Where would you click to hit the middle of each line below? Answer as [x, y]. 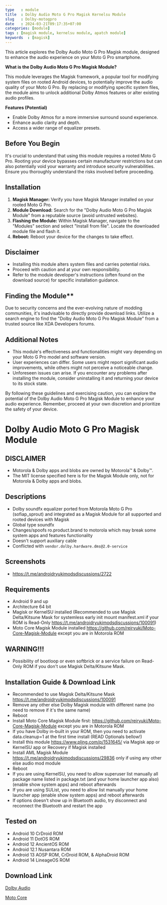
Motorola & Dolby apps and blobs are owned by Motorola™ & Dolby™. [83, 470]
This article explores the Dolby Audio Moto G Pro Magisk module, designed [82, 52]
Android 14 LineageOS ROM [41, 860]
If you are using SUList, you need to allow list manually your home [80, 790]
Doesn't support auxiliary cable [45, 540]
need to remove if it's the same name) [51, 710]
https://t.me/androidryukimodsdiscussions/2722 [62, 573]
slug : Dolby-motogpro [31, 19]
